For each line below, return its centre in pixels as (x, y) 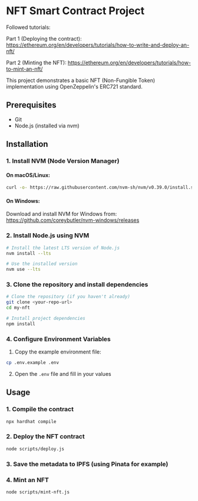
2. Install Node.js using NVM (48, 235)
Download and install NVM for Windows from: (62, 214)
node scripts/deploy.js (35, 449)
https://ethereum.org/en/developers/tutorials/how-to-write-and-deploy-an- (98, 45)
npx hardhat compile (32, 421)
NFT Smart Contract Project (75, 11)
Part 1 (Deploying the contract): (44, 38)
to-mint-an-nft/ (24, 68)
